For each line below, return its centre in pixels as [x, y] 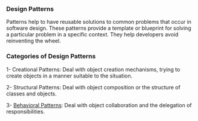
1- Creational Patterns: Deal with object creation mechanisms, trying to [93, 69]
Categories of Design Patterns [51, 57]
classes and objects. [31, 94]
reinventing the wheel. [33, 41]
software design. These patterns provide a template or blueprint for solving [99, 28]
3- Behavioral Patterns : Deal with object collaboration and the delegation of [99, 105]
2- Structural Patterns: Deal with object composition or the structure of [93, 87]
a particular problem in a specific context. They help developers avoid [92, 35]
